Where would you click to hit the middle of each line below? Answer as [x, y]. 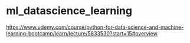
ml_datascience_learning [69, 11]
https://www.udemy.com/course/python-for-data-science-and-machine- [95, 27]
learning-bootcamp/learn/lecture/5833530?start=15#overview [82, 33]
